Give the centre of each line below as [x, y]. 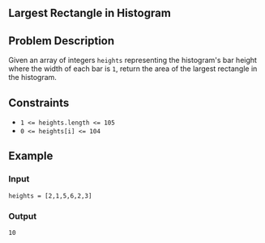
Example [31, 156]
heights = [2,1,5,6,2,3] [50, 196]
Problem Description [62, 41]
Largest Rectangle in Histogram [90, 13]
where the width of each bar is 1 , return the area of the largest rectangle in [133, 69]
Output [23, 216]
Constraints [39, 103]
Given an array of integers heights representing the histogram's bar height [133, 61]
